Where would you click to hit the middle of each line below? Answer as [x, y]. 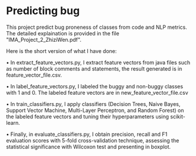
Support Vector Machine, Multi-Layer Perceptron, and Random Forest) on [95, 110]
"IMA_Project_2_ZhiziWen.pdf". [44, 39]
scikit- [178, 117]
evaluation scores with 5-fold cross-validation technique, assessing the [93, 140]
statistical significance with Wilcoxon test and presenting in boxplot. [89, 147]
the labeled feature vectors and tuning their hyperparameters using [88, 117]
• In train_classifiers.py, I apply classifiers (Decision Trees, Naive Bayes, [93, 104]
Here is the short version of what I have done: [62, 51]
